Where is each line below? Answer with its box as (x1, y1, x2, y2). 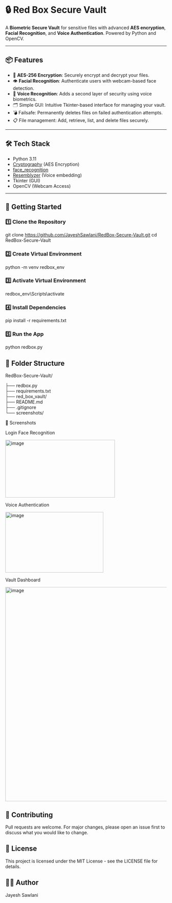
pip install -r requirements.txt (5, 318, 67, 324)
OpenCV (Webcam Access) (12, 183, 71, 189)
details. (5, 863, 21, 870)
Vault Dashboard (5, 577, 41, 583)
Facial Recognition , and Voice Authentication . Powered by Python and (5, 30, 156, 36)
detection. (12, 85, 34, 91)
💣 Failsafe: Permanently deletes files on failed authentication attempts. (12, 109, 163, 115)
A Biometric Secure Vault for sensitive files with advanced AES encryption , (5, 24, 166, 31)
